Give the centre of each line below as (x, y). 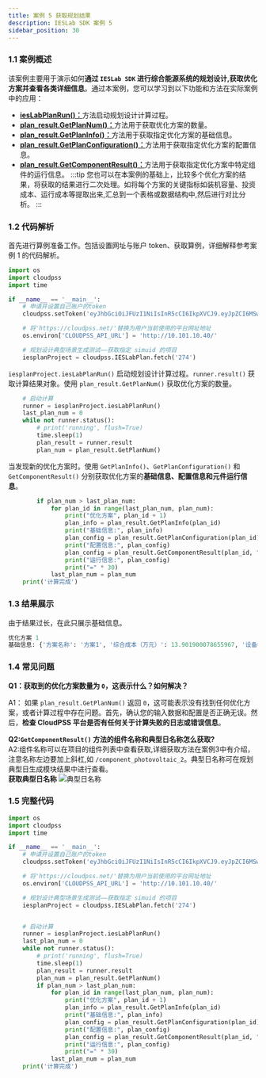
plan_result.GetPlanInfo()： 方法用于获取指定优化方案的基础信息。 (128, 135)
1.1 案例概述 (30, 59)
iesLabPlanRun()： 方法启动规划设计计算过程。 (96, 115)
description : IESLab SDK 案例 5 (60, 23)
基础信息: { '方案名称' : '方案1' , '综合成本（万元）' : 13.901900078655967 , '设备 (133, 645)
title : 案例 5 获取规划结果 (49, 15)
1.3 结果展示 (31, 604)
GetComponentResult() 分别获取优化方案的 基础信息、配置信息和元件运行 (125, 476)
